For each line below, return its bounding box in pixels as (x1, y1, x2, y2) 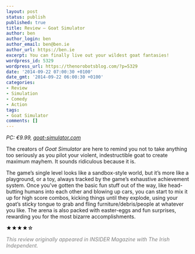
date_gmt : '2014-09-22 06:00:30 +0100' (6, 74, 104, 80)
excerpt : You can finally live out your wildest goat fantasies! (6, 52, 169, 58)
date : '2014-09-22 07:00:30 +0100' (6, 69, 93, 75)
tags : (6, 107, 19, 113)
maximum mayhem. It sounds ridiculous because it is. (6, 158, 136, 165)
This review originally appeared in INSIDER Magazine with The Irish (6, 236, 170, 243)
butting (6, 188, 23, 195)
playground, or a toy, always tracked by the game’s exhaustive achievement (6, 176, 189, 183)
